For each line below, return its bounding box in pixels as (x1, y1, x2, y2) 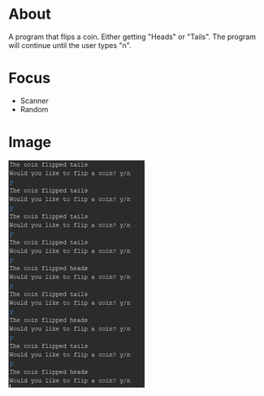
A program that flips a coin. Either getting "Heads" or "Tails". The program (8, 32, 256, 41)
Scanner (19, 95, 49, 106)
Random (19, 104, 49, 114)
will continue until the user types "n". (8, 40, 132, 50)
